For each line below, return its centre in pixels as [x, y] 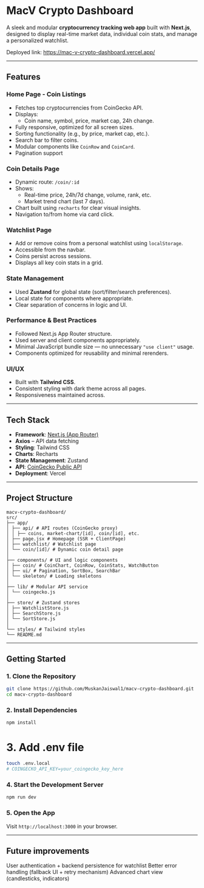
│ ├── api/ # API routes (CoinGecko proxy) [62, 528]
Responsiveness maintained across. [60, 395]
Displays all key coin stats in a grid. [59, 263]
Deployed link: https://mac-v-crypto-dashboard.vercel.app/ [81, 52]
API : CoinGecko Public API [48, 467]
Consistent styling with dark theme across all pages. [80, 389]
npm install [21, 723]
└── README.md [24, 635]
